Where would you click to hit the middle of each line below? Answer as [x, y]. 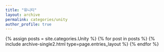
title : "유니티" [21, 10]
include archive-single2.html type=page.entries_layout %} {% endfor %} [82, 44]
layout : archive [23, 15]
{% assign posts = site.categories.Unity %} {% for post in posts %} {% [80, 39]
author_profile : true [29, 24]
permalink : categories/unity [37, 19]
